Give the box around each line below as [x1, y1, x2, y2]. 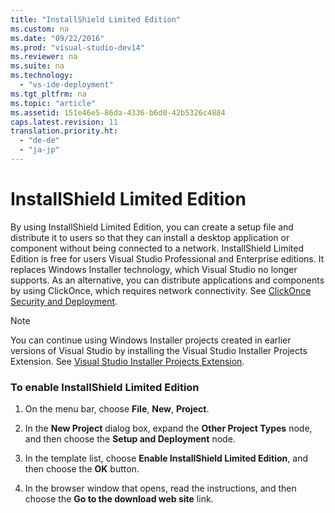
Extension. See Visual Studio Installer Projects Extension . [10, 355, 245, 367]
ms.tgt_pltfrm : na [10, 89, 87, 99]
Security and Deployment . [10, 295, 118, 307]
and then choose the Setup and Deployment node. [24, 433, 236, 445]
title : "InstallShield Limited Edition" [10, 14, 182, 25]
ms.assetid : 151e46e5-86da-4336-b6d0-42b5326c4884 [10, 107, 226, 118]
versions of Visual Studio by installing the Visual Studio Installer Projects [10, 344, 308, 356]
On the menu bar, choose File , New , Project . [24, 403, 210, 415]
